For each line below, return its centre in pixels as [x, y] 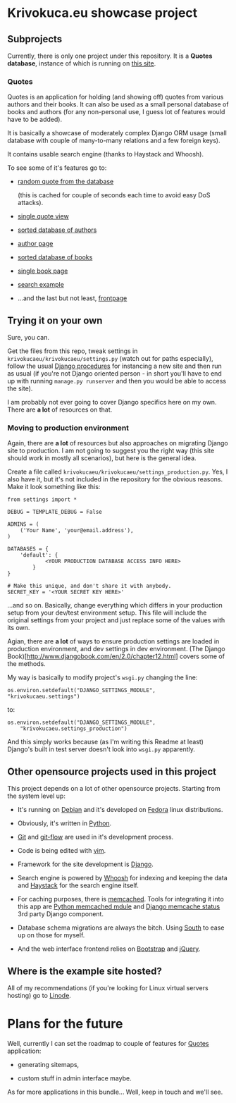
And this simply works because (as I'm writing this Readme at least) [106, 742]
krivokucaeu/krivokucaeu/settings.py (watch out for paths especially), [110, 359]
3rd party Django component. [61, 914]
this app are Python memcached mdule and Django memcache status [119, 906]
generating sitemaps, [48, 1064]
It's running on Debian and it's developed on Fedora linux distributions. [120, 810]
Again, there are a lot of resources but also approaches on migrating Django [118, 443]
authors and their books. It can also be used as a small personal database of [118, 104]
